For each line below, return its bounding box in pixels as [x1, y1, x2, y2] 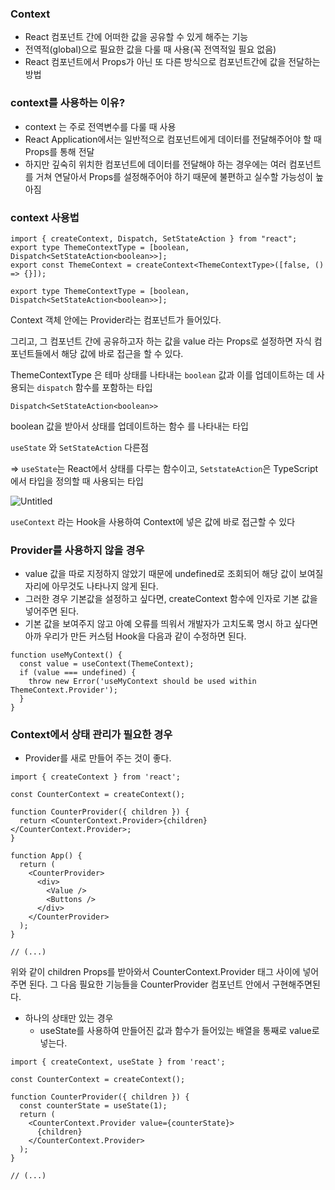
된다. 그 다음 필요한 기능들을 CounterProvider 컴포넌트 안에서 [28, 978, 270, 991]
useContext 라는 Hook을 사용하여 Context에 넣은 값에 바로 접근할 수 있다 [10, 515, 296, 527]
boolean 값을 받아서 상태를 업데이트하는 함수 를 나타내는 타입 [10, 420, 249, 432]
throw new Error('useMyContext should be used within [28, 677, 257, 687]
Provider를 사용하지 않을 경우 [10, 543, 145, 557]
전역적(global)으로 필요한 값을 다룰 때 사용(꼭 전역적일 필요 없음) [24, 43, 277, 56]
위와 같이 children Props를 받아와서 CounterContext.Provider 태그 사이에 [10, 966, 301, 978]
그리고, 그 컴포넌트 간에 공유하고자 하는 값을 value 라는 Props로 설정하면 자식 [10, 335, 312, 347]
